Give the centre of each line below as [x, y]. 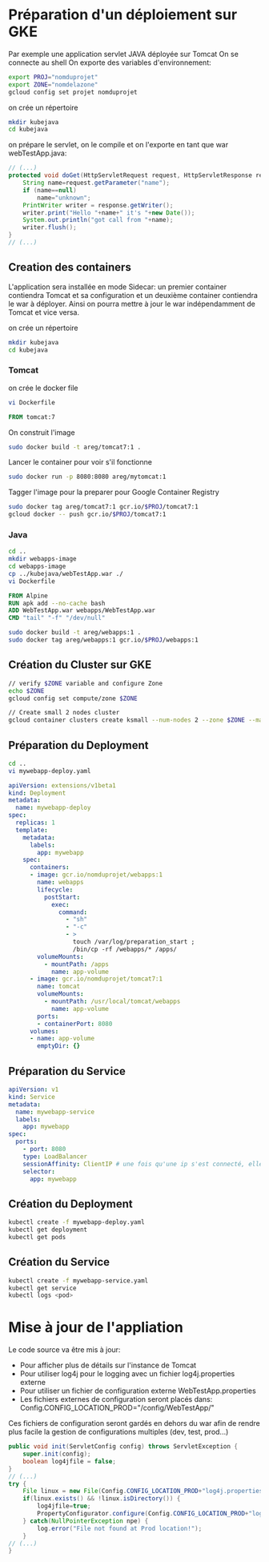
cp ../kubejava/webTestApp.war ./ [66, 574]
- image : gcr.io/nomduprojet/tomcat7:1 [96, 979]
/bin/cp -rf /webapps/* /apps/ [125, 949]
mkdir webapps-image [43, 559]
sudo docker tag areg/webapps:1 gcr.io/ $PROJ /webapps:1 [103, 640]
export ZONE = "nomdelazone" [53, 85]
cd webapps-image [37, 566]
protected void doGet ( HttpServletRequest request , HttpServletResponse [130, 175]
